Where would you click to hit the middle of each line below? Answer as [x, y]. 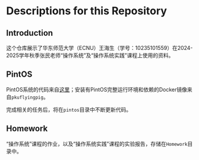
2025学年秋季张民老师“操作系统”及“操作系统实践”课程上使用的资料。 [90, 55]
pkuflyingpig [27, 97]
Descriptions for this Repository [87, 11]
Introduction [30, 33]
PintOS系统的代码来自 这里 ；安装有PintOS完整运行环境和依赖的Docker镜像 [97, 89]
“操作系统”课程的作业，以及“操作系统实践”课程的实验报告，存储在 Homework [97, 143]
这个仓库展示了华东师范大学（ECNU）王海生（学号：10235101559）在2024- [99, 48]
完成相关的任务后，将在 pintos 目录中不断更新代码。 [69, 109]
